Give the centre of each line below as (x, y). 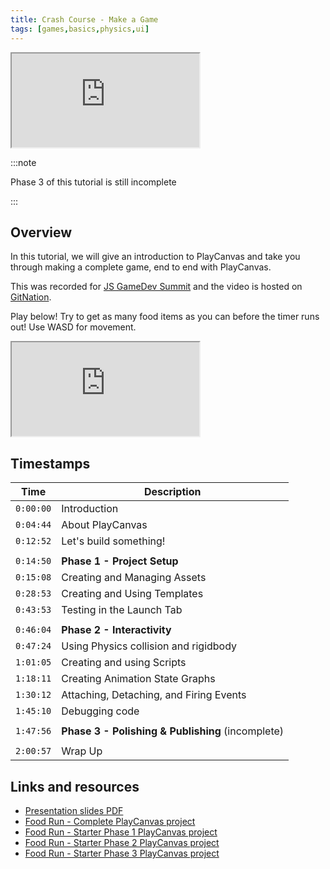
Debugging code (100, 711)
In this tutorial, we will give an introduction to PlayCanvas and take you (155, 257)
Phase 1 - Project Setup (120, 561)
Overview (41, 232)
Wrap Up (82, 751)
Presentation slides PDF (74, 810)
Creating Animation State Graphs (138, 679)
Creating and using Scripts (124, 663)
